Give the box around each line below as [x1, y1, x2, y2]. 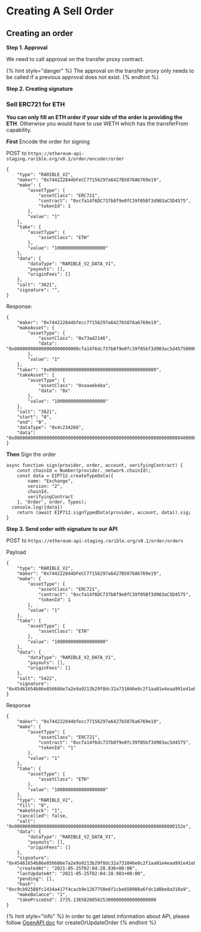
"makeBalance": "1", [17, 892, 68, 898]
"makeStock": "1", [17, 808, 63, 814]
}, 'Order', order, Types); [17, 499, 87, 505]
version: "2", [28, 484, 63, 490]
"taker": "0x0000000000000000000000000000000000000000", [17, 367, 162, 373]
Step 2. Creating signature [6, 85, 74, 92]
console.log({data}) [11, 505, 63, 511]
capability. [6, 126, 32, 134]
